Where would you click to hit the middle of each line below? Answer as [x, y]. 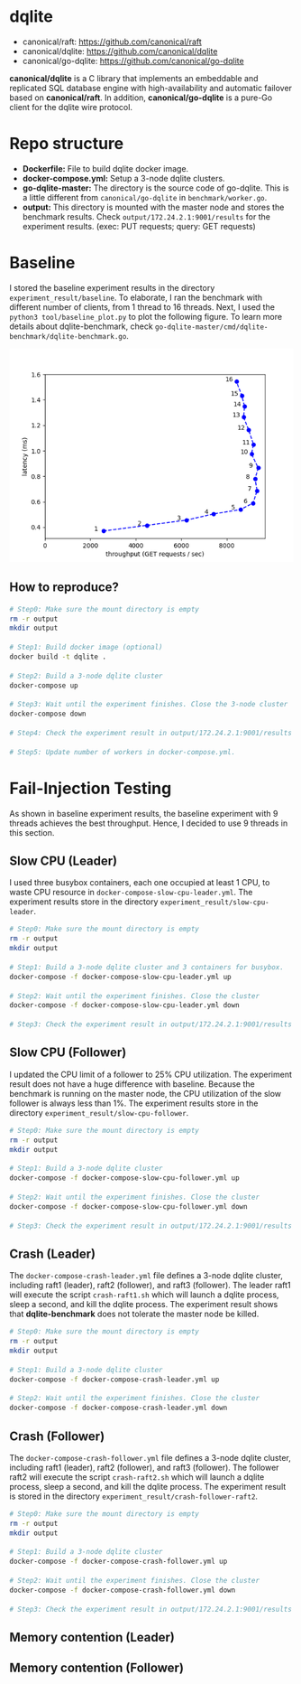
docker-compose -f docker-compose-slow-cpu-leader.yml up [120, 977]
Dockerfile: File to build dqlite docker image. [105, 168]
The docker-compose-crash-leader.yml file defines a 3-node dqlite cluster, [146, 1276]
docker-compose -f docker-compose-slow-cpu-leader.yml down [125, 1006]
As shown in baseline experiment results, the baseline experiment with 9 [144, 813]
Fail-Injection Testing [91, 788]
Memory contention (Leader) [92, 1637]
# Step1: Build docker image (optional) [87, 648]
